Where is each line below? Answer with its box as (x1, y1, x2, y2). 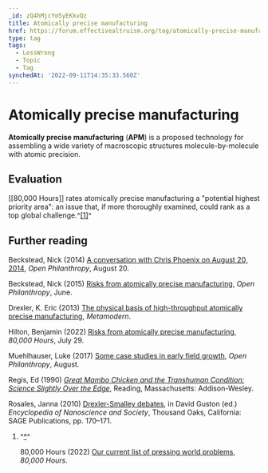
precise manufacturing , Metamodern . (8, 311, 132, 321)
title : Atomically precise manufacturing (8, 19, 148, 27)
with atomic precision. (8, 149, 81, 158)
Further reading (8, 234, 88, 247)
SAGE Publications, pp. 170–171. (8, 416, 112, 426)
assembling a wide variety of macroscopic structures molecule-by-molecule (8, 141, 259, 150)
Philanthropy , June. (8, 287, 73, 297)
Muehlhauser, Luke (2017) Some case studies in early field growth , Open (8, 351, 247, 361)
